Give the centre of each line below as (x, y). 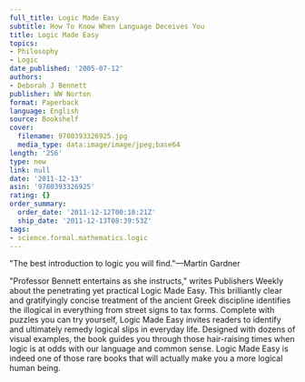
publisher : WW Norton (50, 94)
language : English (44, 111)
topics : (24, 43)
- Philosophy (34, 52)
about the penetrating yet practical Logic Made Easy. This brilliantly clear (146, 291)
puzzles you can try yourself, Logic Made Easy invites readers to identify (145, 320)
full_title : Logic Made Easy (64, 18)
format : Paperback (44, 102)
